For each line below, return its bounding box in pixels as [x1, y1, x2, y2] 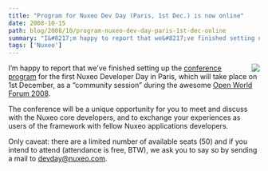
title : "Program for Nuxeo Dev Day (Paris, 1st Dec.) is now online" [8, 11, 245, 20]
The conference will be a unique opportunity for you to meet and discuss [8, 105, 248, 114]
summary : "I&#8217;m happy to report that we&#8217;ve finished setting [8, 34, 255, 42]
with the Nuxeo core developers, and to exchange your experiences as [8, 113, 241, 122]
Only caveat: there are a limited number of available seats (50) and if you [8, 137, 248, 146]
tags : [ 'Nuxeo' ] [8, 42, 62, 50]
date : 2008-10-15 [8, 19, 66, 27]
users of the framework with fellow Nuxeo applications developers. [8, 121, 229, 131]
